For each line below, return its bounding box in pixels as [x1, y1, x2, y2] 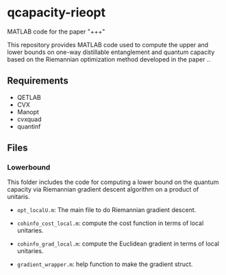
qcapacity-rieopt [7, 5, 106, 21]
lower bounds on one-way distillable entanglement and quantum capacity [7, 48, 215, 56]
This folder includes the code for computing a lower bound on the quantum [7, 178, 219, 186]
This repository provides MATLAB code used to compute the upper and [7, 40, 209, 49]
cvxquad [16, 115, 42, 123]
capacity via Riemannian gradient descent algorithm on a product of [7, 185, 199, 194]
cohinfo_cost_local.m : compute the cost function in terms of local [16, 219, 204, 227]
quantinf [16, 122, 41, 131]
